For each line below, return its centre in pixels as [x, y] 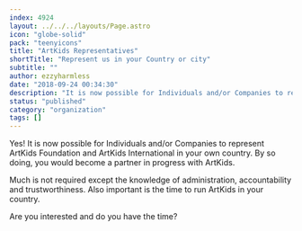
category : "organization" [58, 110]
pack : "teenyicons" [46, 43]
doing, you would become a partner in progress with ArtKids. [122, 163]
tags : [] [26, 118]
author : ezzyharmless [50, 76]
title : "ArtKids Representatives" [74, 51]
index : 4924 [31, 18]
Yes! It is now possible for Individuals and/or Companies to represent [137, 144]
